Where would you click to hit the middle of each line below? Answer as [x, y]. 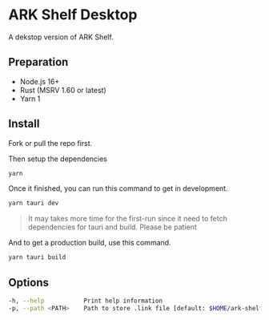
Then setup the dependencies [58, 159]
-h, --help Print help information [85, 301]
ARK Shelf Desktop [73, 15]
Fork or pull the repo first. [50, 143]
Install [24, 124]
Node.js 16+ [40, 81]
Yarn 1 [30, 99]
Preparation [38, 62]
